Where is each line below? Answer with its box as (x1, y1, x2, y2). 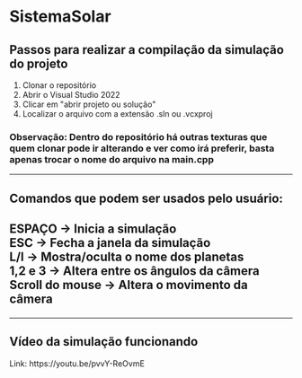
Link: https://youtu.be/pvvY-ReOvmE (9, 357, 146, 369)
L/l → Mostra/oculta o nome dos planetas (9, 250, 244, 265)
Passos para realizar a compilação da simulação (9, 42, 285, 57)
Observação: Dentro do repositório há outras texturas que (9, 130, 268, 143)
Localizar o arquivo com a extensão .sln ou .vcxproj (22, 109, 213, 119)
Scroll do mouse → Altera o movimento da (9, 277, 249, 293)
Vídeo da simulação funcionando (9, 334, 199, 349)
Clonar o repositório (22, 80, 97, 91)
